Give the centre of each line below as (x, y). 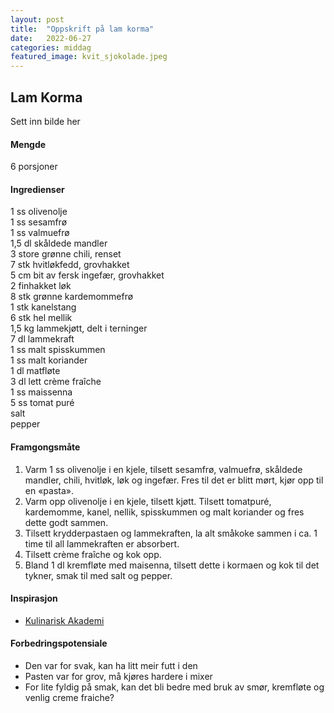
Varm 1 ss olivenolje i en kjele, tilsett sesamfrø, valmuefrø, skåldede (163, 469)
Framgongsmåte (45, 447)
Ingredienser (37, 189)
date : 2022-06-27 (51, 38)
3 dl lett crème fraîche (56, 382)
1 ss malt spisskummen (58, 350)
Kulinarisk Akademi (64, 620)
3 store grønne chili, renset (66, 254)
